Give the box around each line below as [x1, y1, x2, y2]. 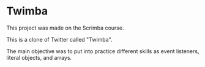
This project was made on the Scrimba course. [6, 24, 124, 31]
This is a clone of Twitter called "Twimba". [6, 36, 113, 43]
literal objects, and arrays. [6, 54, 72, 61]
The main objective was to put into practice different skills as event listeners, [6, 47, 199, 55]
